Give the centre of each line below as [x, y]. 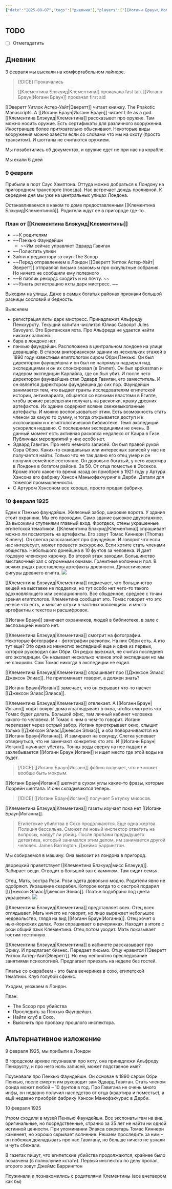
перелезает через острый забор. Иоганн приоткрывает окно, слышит [82, 725]
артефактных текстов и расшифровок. [47, 610]
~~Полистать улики [34, 251]
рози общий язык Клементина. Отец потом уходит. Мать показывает [81, 929]
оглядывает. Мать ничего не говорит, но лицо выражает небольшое [80, 913]
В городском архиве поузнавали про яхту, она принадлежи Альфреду [82, 1061]
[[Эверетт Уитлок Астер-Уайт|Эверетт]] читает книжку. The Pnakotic [80, 107]
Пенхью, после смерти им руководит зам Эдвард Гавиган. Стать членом [86, 1082]
